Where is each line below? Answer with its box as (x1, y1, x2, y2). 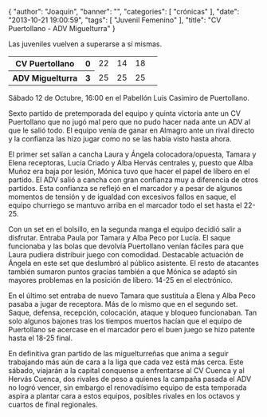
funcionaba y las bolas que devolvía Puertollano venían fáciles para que (8, 241, 245, 251)
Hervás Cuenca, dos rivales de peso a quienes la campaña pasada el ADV (8, 375, 252, 383)
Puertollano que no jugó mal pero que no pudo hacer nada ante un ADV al (8, 117, 251, 126)
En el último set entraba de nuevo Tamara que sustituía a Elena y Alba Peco (8, 291, 257, 300)
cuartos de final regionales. (8, 399, 98, 409)
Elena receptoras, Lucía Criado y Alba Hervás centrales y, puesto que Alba (8, 158, 253, 167)
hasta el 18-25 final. (8, 333, 73, 343)
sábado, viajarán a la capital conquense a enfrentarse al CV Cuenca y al (8, 366, 245, 375)
